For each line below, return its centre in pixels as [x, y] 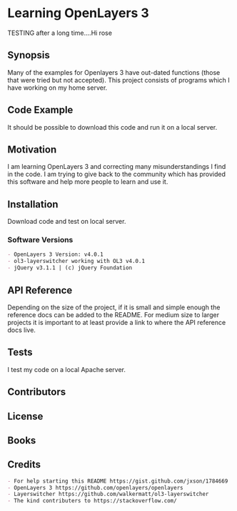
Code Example [40, 110]
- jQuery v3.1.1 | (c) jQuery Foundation [70, 268]
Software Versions [40, 240]
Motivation [32, 149]
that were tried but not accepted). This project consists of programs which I [118, 80]
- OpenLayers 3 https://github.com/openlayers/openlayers [95, 487]
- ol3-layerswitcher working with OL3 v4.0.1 [76, 262]
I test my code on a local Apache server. [67, 369]
